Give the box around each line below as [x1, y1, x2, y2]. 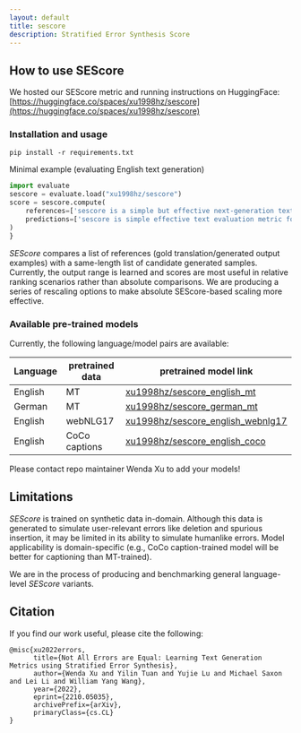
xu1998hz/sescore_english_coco [125, 435, 266, 447]
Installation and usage [9, 128, 108, 141]
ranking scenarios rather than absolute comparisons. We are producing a [9, 276, 279, 287]
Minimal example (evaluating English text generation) [9, 164, 205, 175]
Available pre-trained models [9, 317, 139, 330]
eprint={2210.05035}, [32, 692, 115, 702]
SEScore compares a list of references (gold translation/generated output [9, 247, 280, 258]
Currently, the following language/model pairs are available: [9, 338, 229, 349]
